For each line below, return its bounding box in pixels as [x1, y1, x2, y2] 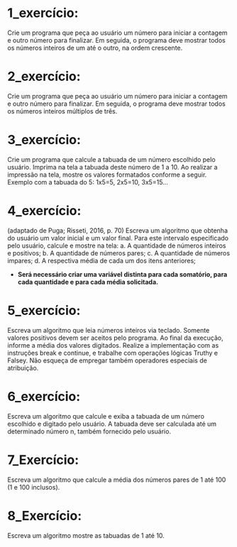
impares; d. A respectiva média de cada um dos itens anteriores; [7, 256, 197, 265]
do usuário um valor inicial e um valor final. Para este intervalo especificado [7, 233, 229, 242]
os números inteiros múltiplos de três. [7, 106, 118, 115]
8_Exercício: [7, 507, 82, 524]
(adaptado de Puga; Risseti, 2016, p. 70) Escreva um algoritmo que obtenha [7, 226, 228, 235]
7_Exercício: [7, 452, 79, 468]
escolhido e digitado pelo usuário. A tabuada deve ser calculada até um [7, 419, 217, 428]
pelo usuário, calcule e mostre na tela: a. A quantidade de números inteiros [7, 241, 226, 250]
